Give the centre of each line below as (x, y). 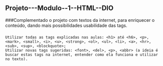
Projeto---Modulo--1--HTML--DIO (59, 8)
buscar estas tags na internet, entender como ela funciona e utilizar (81, 55)
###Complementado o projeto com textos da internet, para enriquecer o (80, 20)
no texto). (17, 59)
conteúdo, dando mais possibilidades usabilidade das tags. (66, 25)
